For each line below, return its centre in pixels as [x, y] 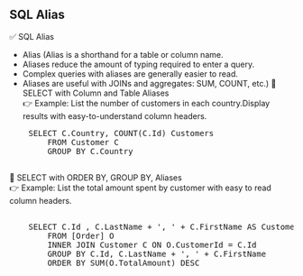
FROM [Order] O [81, 235]
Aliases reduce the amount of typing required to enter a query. [138, 64]
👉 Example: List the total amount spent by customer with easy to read [141, 188]
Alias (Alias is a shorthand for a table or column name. [123, 54]
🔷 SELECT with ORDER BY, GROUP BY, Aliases [96, 177]
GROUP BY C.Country [90, 151]
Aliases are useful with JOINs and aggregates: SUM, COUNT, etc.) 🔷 [149, 83]
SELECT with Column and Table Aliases [96, 93]
